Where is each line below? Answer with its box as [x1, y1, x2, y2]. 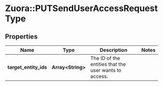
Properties [5, 32, 38, 41]
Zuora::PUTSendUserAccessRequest [5, 3, 158, 14]
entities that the [90, 61, 126, 68]
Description [99, 47, 128, 53]
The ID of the [90, 55, 120, 61]
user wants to [90, 67, 122, 73]
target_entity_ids [7, 64, 47, 71]
